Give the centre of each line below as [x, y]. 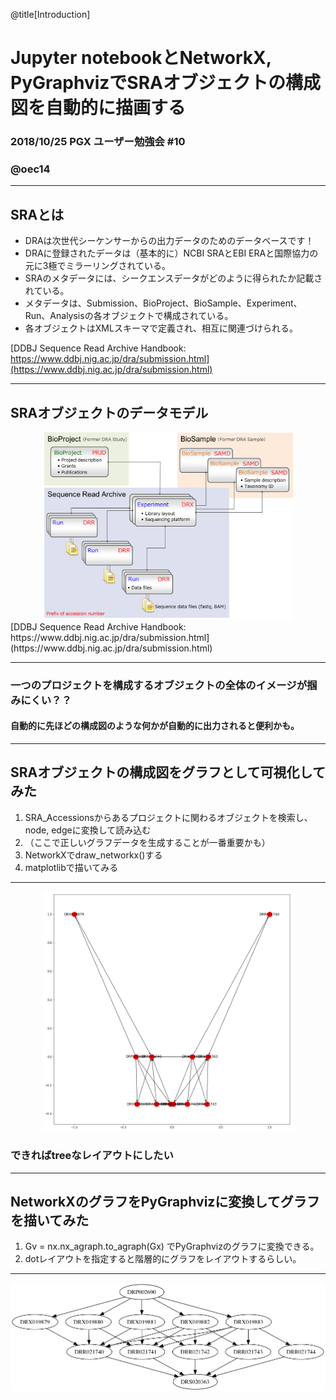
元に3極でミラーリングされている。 [98, 266]
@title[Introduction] [50, 14]
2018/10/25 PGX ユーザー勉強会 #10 [98, 142]
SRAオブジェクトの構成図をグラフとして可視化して [168, 772]
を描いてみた [50, 1220]
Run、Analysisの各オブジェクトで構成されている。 [129, 316]
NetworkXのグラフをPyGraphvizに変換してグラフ [165, 1202]
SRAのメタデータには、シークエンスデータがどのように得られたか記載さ [173, 278]
